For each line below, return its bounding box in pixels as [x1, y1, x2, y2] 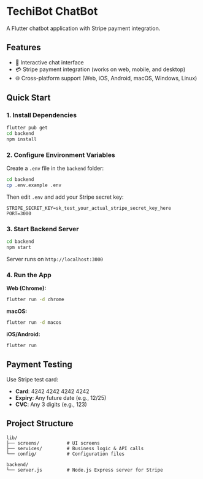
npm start [6, 244, 32, 251]
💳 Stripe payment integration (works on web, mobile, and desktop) [15, 66, 186, 73]
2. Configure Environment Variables [6, 150, 115, 159]
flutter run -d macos [6, 320, 62, 326]
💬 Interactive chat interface [15, 58, 84, 66]
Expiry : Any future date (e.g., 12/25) [15, 394, 107, 401]
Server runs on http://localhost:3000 [6, 256, 103, 263]
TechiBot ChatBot [6, 4, 98, 18]
